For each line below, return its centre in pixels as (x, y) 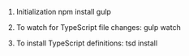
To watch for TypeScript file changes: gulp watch (98, 27)
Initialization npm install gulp (64, 12)
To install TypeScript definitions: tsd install (87, 43)
